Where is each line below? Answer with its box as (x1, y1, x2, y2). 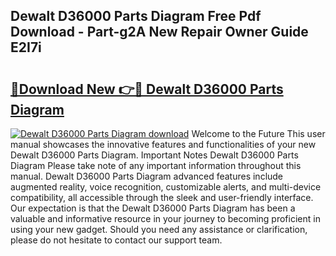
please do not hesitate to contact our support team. (10, 234, 223, 246)
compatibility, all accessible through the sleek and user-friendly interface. (10, 192, 314, 203)
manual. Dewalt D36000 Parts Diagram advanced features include (10, 170, 284, 182)
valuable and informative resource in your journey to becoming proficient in (10, 213, 321, 224)
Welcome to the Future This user (191, 128, 326, 139)
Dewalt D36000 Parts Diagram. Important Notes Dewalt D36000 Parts (10, 149, 299, 161)
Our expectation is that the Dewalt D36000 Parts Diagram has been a (10, 202, 296, 214)
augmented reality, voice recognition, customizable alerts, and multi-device (10, 181, 322, 193)
